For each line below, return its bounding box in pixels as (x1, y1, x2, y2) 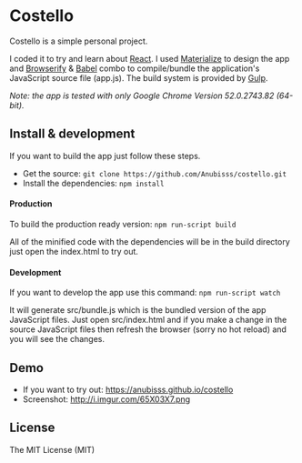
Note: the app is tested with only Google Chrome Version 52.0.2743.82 (9, 90, 275, 101)
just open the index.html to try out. (9, 246, 139, 257)
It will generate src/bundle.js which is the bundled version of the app (9, 305, 267, 316)
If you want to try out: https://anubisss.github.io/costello (22, 384, 234, 395)
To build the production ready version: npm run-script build (9, 218, 237, 229)
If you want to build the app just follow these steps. (9, 150, 201, 161)
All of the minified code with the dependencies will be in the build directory (9, 236, 290, 247)
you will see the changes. (9, 334, 105, 345)
